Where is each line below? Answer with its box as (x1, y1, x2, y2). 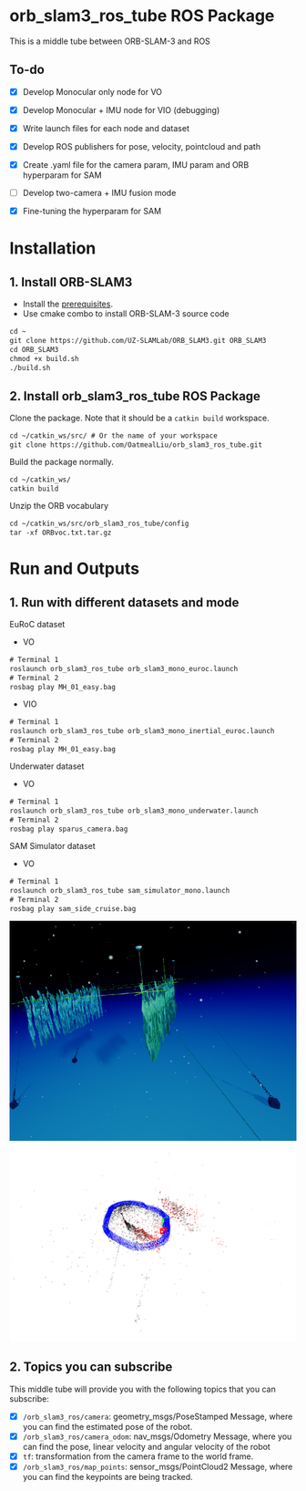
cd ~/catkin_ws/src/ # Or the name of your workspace (9, 431, 219, 440)
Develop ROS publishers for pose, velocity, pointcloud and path (22, 140, 261, 151)
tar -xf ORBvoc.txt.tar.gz (9, 528, 112, 537)
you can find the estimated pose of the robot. (22, 1421, 193, 1432)
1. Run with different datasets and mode (9, 595, 240, 610)
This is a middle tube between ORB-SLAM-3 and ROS (9, 36, 211, 47)
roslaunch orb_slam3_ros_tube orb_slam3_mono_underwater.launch (9, 806, 259, 815)
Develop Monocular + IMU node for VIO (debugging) (22, 104, 220, 115)
